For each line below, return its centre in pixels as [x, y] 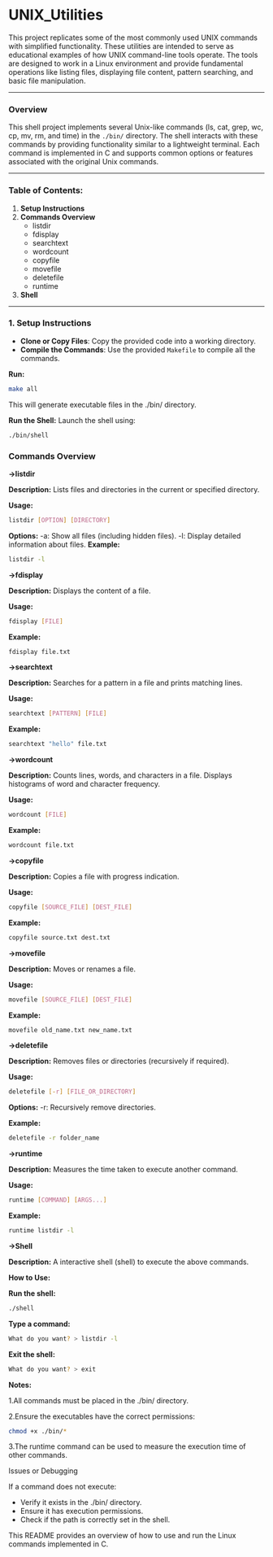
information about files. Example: [64, 544]
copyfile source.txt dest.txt [60, 937]
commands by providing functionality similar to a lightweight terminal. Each [134, 145]
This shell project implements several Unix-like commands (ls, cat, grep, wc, [136, 127]
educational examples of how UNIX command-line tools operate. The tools [133, 55]
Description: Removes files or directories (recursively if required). [119, 1061]
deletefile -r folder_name [54, 1138]
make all [23, 389]
